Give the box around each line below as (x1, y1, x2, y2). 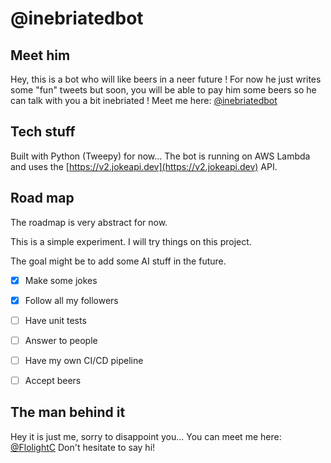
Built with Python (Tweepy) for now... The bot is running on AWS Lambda (10, 150, 311, 162)
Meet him (10, 47, 71, 64)
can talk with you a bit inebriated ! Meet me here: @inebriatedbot (10, 95, 278, 106)
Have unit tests (24, 314, 87, 326)
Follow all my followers (24, 294, 119, 306)
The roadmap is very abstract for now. (10, 216, 168, 228)
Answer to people (24, 334, 98, 346)
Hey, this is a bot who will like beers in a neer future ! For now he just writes (10, 73, 322, 85)
